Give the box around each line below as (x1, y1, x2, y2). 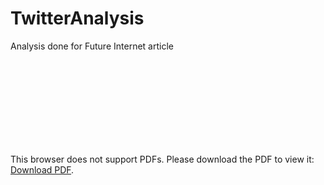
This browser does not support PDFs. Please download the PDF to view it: (10, 153, 315, 165)
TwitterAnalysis (10, 7, 145, 30)
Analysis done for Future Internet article (10, 40, 174, 52)
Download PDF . (10, 163, 75, 176)
